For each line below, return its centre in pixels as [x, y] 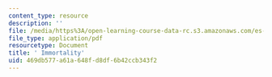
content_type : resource [49, 16]
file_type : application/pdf [56, 38]
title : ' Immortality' [47, 53]
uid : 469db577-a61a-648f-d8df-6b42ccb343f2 [83, 61]
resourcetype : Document [49, 46]
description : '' [36, 23]
